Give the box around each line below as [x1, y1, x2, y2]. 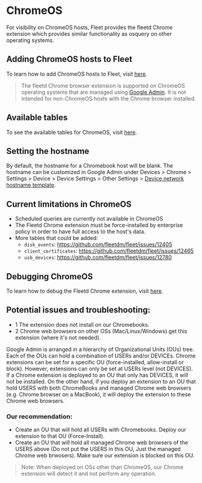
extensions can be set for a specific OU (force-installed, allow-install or [6, 358, 184, 365]
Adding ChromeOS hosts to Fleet [6, 54, 132, 64]
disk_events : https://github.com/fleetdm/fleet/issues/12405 [24, 241, 172, 248]
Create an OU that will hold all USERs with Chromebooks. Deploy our [15, 426, 186, 433]
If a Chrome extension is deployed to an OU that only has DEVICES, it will [6, 371, 189, 379]
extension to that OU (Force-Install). [15, 433, 105, 440]
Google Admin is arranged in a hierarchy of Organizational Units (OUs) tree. [6, 345, 195, 353]
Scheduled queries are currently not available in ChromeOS [15, 215, 163, 222]
